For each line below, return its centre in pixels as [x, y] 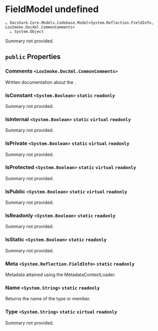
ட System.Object [27, 31]
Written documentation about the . [41, 82]
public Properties [33, 57]
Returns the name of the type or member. [48, 299]
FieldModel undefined [52, 9]
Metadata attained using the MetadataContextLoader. [60, 274]
